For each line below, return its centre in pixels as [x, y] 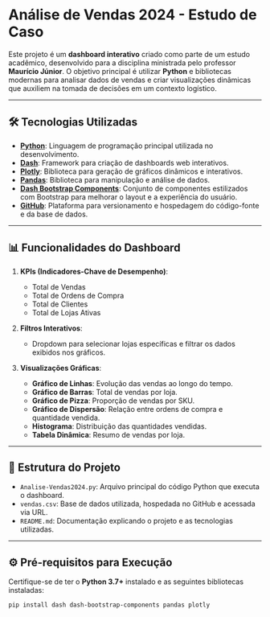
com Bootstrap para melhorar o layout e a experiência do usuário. [129, 197]
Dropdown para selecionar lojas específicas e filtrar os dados [133, 343]
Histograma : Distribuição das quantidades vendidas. [119, 426]
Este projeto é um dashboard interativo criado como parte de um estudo [129, 54]
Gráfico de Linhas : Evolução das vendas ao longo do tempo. [132, 383]
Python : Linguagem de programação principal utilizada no [117, 146]
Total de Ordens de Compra [78, 295]
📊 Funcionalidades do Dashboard [94, 248]
